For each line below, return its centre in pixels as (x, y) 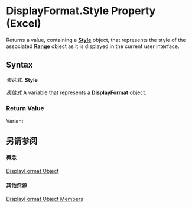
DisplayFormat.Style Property (81, 11)
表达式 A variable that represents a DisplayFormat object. (76, 92)
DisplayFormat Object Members (45, 199)
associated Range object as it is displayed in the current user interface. (93, 46)
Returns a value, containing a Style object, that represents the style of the (96, 40)
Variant (15, 121)
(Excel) (24, 23)
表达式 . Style (22, 80)
